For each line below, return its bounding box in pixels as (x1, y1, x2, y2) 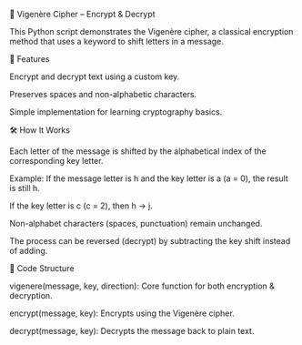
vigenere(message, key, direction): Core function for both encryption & (9, 280, 276, 291)
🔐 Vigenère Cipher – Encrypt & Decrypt (9, 9, 156, 19)
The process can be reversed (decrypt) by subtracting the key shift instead (9, 236, 291, 246)
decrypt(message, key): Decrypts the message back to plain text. (9, 326, 255, 336)
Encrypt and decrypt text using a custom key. (9, 71, 180, 82)
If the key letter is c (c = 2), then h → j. (9, 200, 153, 211)
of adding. (9, 246, 48, 256)
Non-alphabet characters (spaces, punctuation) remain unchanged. (9, 218, 263, 228)
